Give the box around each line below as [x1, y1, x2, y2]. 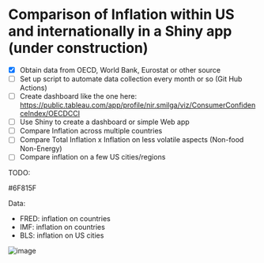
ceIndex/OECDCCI [19, 109, 81, 118]
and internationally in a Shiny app [8, 22, 232, 40]
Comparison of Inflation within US [8, 6, 235, 24]
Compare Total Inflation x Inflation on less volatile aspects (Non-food [19, 135, 244, 145]
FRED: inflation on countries [19, 214, 111, 224]
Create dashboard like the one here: [19, 92, 138, 101]
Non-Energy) [19, 144, 62, 153]
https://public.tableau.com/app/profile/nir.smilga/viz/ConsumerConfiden [19, 100, 256, 110]
